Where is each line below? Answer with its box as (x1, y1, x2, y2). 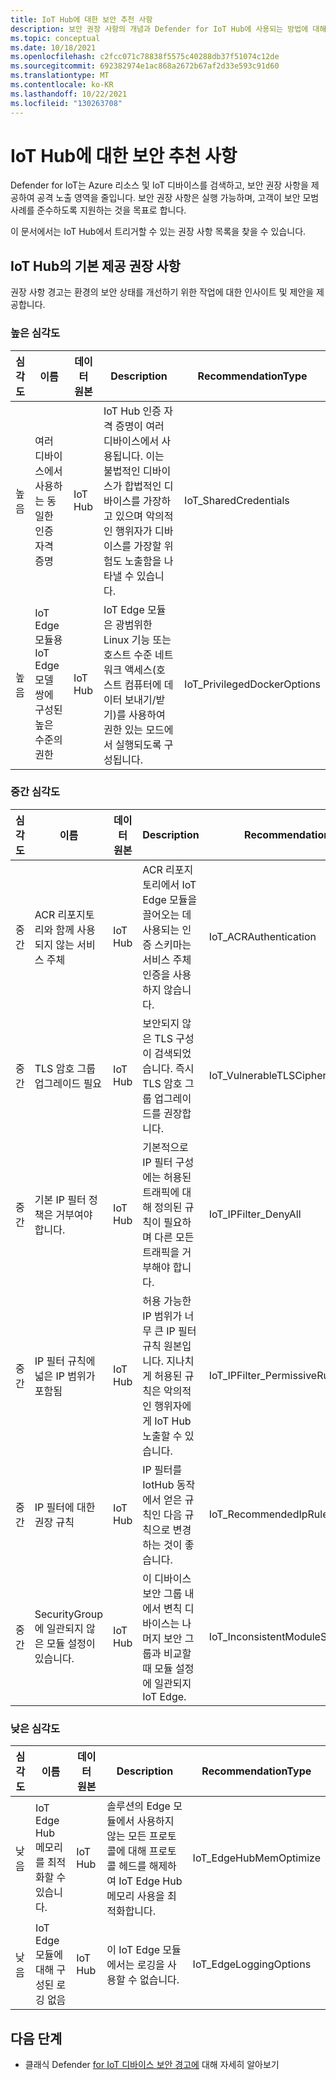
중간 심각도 (10, 785, 61, 799)
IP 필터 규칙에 (34, 1354, 96, 1368)
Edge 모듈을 (142, 892, 198, 906)
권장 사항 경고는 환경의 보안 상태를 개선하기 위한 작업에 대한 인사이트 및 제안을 (10, 286, 315, 298)
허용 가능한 (142, 1294, 192, 1308)
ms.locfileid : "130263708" (10, 98, 123, 108)
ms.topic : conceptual (10, 33, 101, 43)
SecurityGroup (34, 1607, 104, 1621)
